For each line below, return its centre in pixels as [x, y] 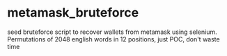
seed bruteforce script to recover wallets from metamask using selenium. [112, 32]
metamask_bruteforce [73, 13]
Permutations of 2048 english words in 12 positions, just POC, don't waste [114, 39]
